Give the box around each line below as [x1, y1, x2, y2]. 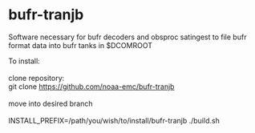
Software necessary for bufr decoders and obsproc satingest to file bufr [8, 32, 247, 42]
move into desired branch [8, 99, 93, 108]
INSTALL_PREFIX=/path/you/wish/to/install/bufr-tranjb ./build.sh [8, 115, 221, 125]
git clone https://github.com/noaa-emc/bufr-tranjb [8, 82, 175, 91]
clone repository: [8, 73, 65, 83]
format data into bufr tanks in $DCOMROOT [8, 40, 152, 50]
